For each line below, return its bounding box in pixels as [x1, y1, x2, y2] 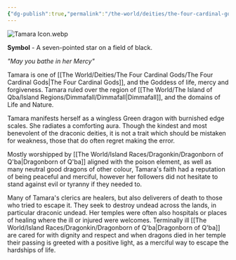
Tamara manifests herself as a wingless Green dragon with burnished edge [7, 114, 225, 122]
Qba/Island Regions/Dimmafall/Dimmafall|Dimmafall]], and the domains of [7, 93, 221, 101]
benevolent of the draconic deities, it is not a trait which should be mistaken [7, 129, 226, 137]
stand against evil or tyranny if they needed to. [7, 180, 143, 188]
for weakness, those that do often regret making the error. [7, 136, 176, 145]
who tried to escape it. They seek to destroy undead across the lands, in [7, 201, 216, 209]
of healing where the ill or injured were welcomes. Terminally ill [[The [7, 216, 207, 224]
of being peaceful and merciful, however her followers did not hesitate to [7, 172, 218, 181]
